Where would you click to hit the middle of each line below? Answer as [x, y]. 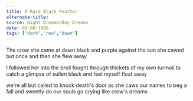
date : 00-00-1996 [27, 28]
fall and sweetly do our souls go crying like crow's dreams [77, 92]
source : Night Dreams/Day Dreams [47, 22]
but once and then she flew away [47, 56]
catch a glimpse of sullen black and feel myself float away [77, 74]
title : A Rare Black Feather [42, 11]
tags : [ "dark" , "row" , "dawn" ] [42, 33]
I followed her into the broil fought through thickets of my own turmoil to [94, 68]
